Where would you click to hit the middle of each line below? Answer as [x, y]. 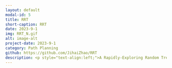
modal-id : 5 [18, 15]
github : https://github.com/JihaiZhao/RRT [51, 53]
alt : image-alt [21, 39]
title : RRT [17, 19]
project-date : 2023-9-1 [31, 43]
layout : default [23, 10]
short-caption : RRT [26, 24]
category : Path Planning [32, 48]
